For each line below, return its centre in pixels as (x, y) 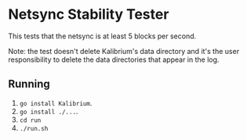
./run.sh (34, 128)
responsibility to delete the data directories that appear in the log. (114, 59)
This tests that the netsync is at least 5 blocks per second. (102, 36)
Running (29, 84)
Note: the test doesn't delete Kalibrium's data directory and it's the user (124, 51)
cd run (30, 120)
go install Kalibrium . (56, 102)
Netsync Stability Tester (89, 14)
